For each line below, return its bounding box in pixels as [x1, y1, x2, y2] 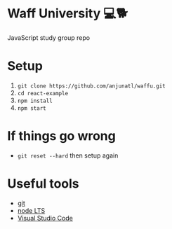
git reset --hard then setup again [17, 151, 119, 160]
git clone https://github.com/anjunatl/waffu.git [17, 82, 166, 90]
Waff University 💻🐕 [7, 6, 128, 22]
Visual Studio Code [17, 214, 74, 222]
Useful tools [7, 176, 79, 191]
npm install [17, 97, 53, 104]
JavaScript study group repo [7, 33, 90, 42]
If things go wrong [7, 128, 116, 144]
